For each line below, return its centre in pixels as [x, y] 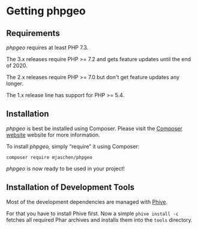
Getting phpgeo [46, 11]
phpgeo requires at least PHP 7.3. [47, 47]
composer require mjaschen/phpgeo [49, 157]
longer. [15, 83]
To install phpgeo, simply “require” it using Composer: [73, 146]
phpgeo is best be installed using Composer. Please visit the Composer [94, 128]
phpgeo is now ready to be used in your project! [65, 168]
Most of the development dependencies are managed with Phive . [87, 201]
